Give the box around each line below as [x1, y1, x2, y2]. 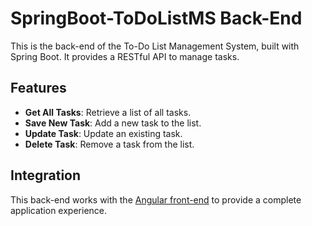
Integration [10, 167, 82, 184]
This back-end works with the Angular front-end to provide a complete [10, 193, 302, 206]
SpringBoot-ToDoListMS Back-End [10, 7, 303, 30]
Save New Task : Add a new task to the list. [24, 117, 202, 129]
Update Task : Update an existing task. [24, 127, 183, 139]
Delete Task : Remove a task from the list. [24, 138, 195, 150]
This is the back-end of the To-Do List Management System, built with [10, 40, 300, 52]
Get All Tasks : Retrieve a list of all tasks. [24, 106, 192, 118]
